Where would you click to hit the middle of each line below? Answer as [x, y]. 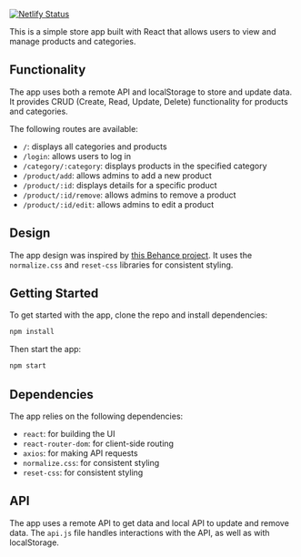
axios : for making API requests [80, 453]
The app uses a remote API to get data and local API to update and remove [149, 522]
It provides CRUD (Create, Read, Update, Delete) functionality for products [149, 101]
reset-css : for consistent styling [83, 472]
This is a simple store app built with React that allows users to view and [143, 31]
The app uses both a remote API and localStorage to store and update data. [151, 92]
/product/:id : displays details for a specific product [120, 185]
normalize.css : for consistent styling [91, 463]
